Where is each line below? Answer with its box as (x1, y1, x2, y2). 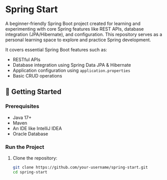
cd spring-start (12, 169, 47, 174)
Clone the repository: (12, 155, 58, 161)
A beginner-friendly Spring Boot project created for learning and (5, 20, 140, 27)
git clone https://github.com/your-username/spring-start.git (12, 165, 148, 170)
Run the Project (5, 143, 44, 150)
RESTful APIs (12, 56, 41, 62)
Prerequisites (5, 103, 39, 110)
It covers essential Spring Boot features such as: (5, 46, 107, 53)
